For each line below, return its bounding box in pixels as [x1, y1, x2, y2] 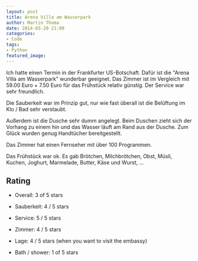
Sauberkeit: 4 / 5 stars [14, 203, 69, 210]
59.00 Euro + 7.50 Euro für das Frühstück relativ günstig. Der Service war [6, 81, 184, 89]
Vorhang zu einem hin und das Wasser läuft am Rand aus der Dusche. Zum [6, 123, 189, 130]
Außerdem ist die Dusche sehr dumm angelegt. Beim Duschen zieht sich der [6, 117, 192, 124]
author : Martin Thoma [6, 20, 60, 25]
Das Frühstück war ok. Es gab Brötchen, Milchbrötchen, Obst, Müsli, [6, 152, 173, 160]
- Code [6, 36, 22, 42]
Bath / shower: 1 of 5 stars [14, 249, 79, 256]
